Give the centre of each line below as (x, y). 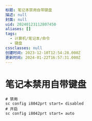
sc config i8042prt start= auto (40, 114)
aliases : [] (18, 29)
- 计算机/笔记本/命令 (30, 39)
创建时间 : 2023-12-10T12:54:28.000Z (43, 53)
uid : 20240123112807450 (31, 24)
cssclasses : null (24, 48)
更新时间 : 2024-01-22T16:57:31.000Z (43, 57)
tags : (11, 34)
